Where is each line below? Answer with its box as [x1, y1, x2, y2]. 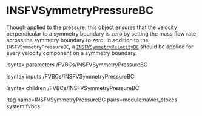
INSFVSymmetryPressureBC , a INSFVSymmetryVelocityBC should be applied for [6, 43, 194, 50]
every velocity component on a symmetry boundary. [6, 49, 138, 56]
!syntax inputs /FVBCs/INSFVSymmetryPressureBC [6, 72, 135, 80]
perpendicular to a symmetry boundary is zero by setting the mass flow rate [6, 30, 196, 37]
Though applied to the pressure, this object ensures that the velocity [6, 24, 178, 31]
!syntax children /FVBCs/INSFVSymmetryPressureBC [6, 84, 140, 91]
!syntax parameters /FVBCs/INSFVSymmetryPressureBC [6, 61, 148, 68]
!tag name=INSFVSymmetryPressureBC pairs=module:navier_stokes [6, 96, 178, 103]
